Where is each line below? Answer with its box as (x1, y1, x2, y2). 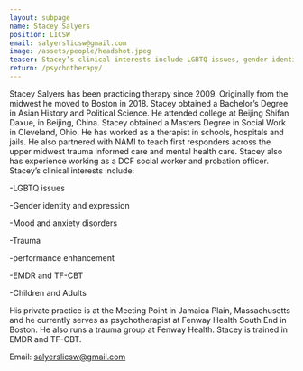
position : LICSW (9, 30, 70, 39)
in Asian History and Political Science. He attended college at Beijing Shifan (9, 107, 289, 118)
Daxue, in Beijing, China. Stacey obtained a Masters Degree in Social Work (9, 116, 287, 127)
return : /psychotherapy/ (9, 64, 103, 73)
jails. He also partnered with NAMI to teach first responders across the (9, 136, 271, 147)
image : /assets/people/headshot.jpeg (9, 47, 151, 56)
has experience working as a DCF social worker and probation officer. (9, 155, 269, 166)
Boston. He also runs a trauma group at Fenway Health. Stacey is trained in (9, 324, 289, 335)
